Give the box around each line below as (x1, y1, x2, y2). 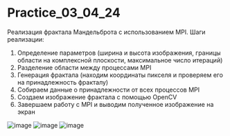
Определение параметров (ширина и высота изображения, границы (17, 49, 221, 57)
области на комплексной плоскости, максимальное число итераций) (17, 56, 223, 64)
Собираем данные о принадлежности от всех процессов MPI (17, 85, 200, 94)
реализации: (7, 35, 44, 43)
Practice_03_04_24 (7, 5, 121, 21)
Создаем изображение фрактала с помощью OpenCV (17, 92, 177, 101)
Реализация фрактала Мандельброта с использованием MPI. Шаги (7, 28, 206, 36)
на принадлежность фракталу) (17, 78, 109, 86)
